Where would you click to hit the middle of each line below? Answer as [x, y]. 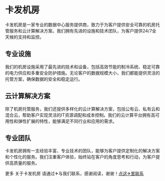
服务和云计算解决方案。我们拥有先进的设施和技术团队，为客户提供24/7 [81, 30]
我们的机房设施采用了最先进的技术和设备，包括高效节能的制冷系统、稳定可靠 [82, 66]
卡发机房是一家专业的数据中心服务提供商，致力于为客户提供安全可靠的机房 [80, 25]
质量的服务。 [27, 163]
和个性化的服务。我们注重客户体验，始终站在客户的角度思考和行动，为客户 [80, 157]
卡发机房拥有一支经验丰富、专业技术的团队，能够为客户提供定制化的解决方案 [82, 151]
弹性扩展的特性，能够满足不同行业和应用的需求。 [67, 121]
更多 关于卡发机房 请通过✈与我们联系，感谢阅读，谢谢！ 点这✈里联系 [74, 174]
